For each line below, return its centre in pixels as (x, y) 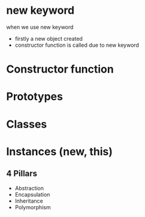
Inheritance (29, 201)
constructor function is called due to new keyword (77, 45)
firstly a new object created (49, 38)
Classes (27, 124)
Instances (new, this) (59, 151)
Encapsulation (32, 194)
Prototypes (34, 97)
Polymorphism (33, 207)
